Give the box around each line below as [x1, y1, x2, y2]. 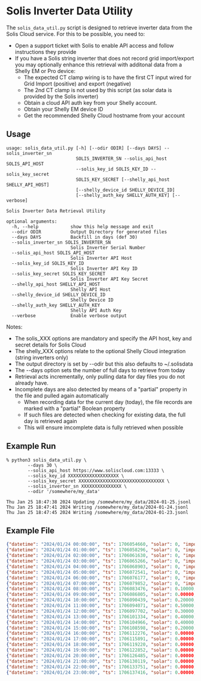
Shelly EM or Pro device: [14, 67, 76, 74]
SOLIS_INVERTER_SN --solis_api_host [75, 156, 167, 162]
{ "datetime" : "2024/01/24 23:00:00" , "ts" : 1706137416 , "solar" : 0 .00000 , [6, 669, 197, 676]
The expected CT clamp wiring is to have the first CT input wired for [23, 74, 192, 81]
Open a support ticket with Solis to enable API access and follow [14, 42, 174, 49]
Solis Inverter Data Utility [6, 4, 133, 18]
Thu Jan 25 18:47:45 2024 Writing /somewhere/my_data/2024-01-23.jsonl [6, 509, 188, 515]
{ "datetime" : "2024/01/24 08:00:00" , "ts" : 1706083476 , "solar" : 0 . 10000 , [6, 586, 197, 592]
